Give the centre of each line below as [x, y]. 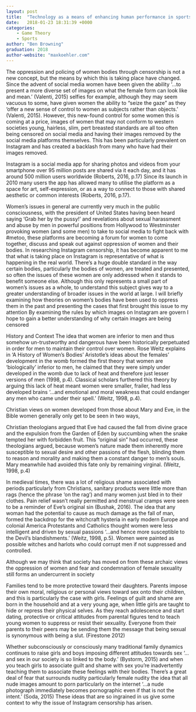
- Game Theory [34, 33]
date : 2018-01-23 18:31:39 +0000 [49, 22]
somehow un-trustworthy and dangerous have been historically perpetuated [98, 342]
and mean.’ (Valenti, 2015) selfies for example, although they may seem [92, 97]
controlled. [19, 550]
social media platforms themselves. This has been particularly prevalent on [96, 140]
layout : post [22, 11]
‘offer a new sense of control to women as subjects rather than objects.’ [92, 109]
